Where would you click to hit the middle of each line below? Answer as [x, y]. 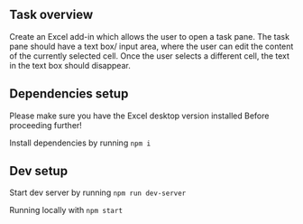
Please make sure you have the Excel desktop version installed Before [139, 116]
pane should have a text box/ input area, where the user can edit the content [151, 46]
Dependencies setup [69, 94]
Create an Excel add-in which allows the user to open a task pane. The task [150, 36]
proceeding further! [46, 125]
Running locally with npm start [66, 210]
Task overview [51, 15]
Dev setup [39, 171]
